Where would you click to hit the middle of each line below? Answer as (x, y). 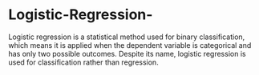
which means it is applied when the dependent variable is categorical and (130, 45)
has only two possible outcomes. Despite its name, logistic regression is (127, 53)
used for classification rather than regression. (83, 62)
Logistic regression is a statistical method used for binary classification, (127, 37)
